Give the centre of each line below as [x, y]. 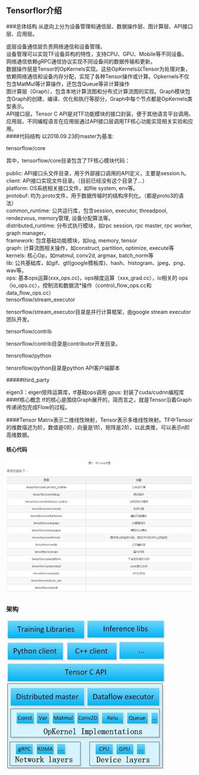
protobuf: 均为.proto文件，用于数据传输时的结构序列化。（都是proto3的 [92, 196]
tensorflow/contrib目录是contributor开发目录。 [63, 343]
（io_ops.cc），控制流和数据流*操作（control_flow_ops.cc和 [79, 285]
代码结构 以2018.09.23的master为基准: [67, 136]
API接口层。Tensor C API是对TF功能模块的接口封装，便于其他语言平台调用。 [100, 114]
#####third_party [28, 380]
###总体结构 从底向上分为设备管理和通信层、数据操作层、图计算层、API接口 [99, 26]
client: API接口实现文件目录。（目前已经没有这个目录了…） [77, 181]
